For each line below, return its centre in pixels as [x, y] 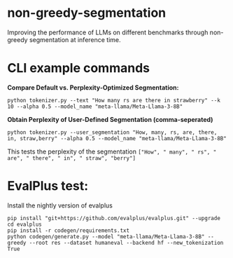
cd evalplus [24, 224]
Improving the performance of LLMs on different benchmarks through [108, 32]
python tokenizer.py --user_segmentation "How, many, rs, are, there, [112, 132]
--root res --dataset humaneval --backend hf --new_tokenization [126, 243]
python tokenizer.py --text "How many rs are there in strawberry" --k [114, 100]
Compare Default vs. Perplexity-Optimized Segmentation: [93, 87]
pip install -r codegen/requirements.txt [69, 230]
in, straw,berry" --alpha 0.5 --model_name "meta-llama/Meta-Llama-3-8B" [117, 138]
